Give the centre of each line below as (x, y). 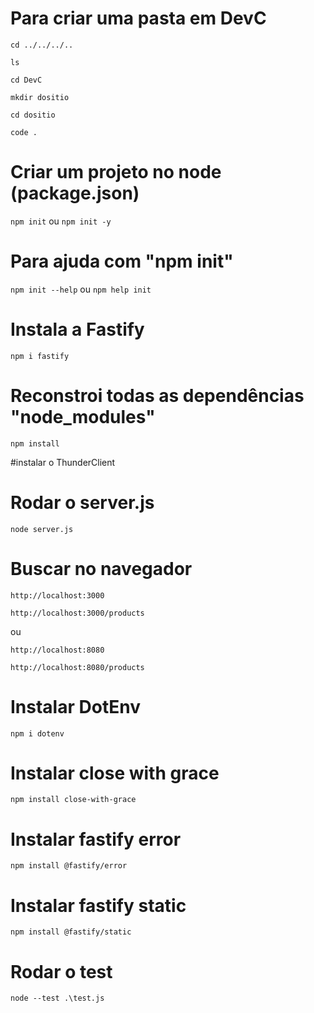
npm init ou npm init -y (61, 221)
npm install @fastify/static (71, 932)
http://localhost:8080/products (77, 667)
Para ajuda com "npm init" (122, 261)
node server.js (42, 529)
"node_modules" (83, 416)
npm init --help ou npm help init (81, 289)
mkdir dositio (40, 97)
